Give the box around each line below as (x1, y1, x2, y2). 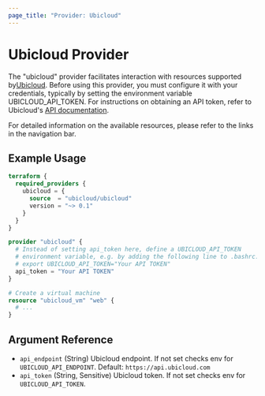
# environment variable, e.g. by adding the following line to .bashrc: (15, 253, 259, 261)
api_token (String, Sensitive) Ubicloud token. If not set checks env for (19, 370, 246, 379)
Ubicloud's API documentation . (8, 105, 109, 114)
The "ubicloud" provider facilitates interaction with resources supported (8, 72, 242, 81)
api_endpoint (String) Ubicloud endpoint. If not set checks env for (19, 353, 234, 363)
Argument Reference (8, 333, 114, 346)
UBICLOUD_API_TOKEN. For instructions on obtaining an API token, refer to (8, 96, 252, 106)
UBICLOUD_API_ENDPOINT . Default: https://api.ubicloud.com (19, 362, 211, 372)
